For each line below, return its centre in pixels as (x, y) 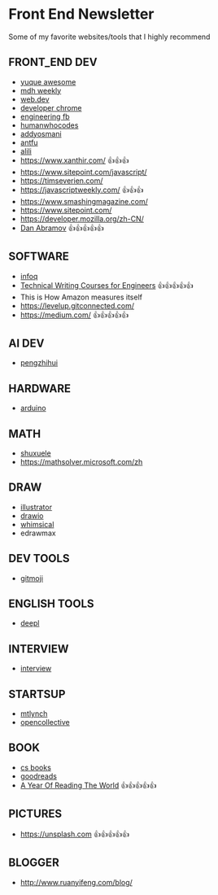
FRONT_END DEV (53, 62)
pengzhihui (39, 363)
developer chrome (51, 107)
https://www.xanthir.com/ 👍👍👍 (74, 160)
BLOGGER (34, 863)
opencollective (45, 723)
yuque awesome (48, 81)
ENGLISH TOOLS (52, 604)
